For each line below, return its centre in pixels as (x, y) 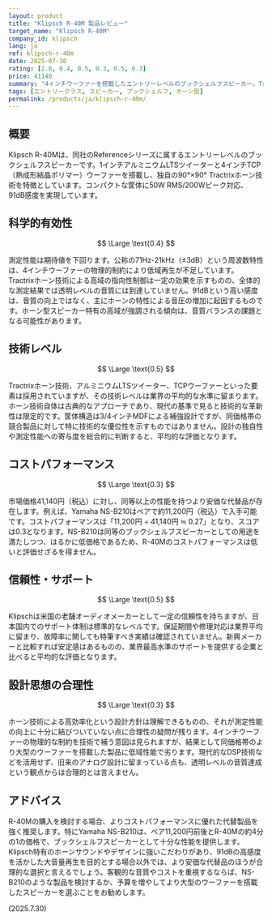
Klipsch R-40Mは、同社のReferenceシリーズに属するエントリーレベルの (128, 155)
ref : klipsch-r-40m (41, 53)
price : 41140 (30, 76)
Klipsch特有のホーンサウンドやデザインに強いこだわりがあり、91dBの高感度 (135, 851)
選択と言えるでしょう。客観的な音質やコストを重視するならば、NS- (142, 871)
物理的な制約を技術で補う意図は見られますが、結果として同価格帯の (143, 742)
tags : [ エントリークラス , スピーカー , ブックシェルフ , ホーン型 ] (106, 91)
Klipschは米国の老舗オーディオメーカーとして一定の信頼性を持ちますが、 (130, 616)
